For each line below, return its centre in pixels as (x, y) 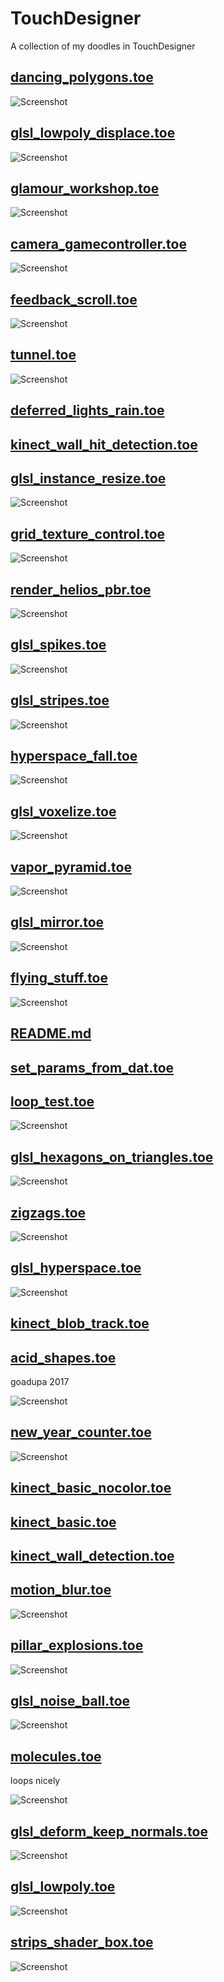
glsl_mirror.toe (57, 922)
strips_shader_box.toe (82, 1942)
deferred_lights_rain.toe (87, 410)
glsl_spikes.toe (58, 645)
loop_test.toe (52, 1101)
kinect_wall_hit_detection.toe (104, 444)
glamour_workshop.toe (85, 188)
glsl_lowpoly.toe (63, 1887)
